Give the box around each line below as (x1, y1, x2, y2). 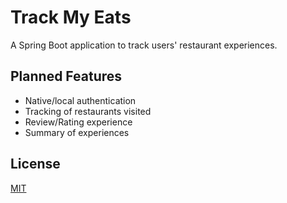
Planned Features (10, 68, 123, 85)
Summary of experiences (24, 126, 130, 138)
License (10, 156, 61, 173)
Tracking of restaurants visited (24, 105, 152, 117)
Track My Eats (10, 6, 132, 29)
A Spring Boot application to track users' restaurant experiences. (10, 39, 278, 51)
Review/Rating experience (24, 116, 133, 128)
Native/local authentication (24, 94, 137, 106)
